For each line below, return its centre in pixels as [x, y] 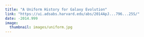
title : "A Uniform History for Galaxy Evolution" [56, 9]
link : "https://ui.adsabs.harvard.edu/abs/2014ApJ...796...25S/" [72, 14]
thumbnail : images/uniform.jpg [41, 27]
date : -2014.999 [21, 18]
